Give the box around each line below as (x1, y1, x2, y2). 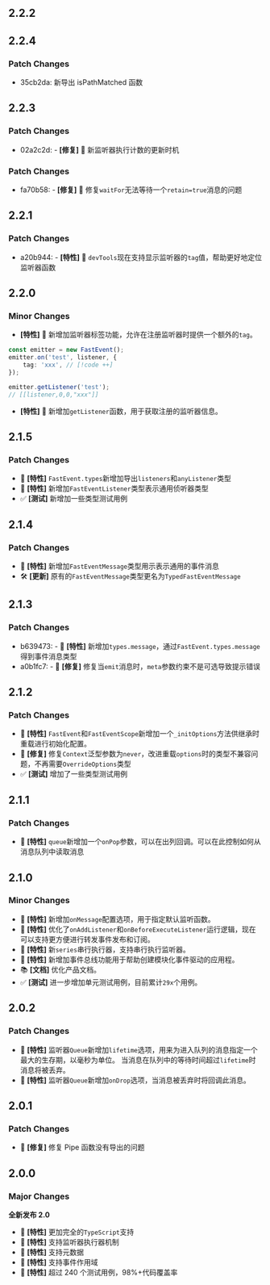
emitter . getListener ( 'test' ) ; (8, 383, 110, 391)
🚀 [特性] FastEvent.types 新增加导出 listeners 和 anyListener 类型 (19, 474, 231, 483)
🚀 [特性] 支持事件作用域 (19, 1257, 98, 1266)
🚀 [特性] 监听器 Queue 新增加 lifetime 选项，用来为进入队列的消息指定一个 (19, 1044, 258, 1054)
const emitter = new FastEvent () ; (8, 346, 125, 354)
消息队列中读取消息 (19, 847, 85, 856)
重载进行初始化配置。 (19, 739, 91, 749)
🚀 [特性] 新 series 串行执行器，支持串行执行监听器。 (19, 944, 191, 954)
